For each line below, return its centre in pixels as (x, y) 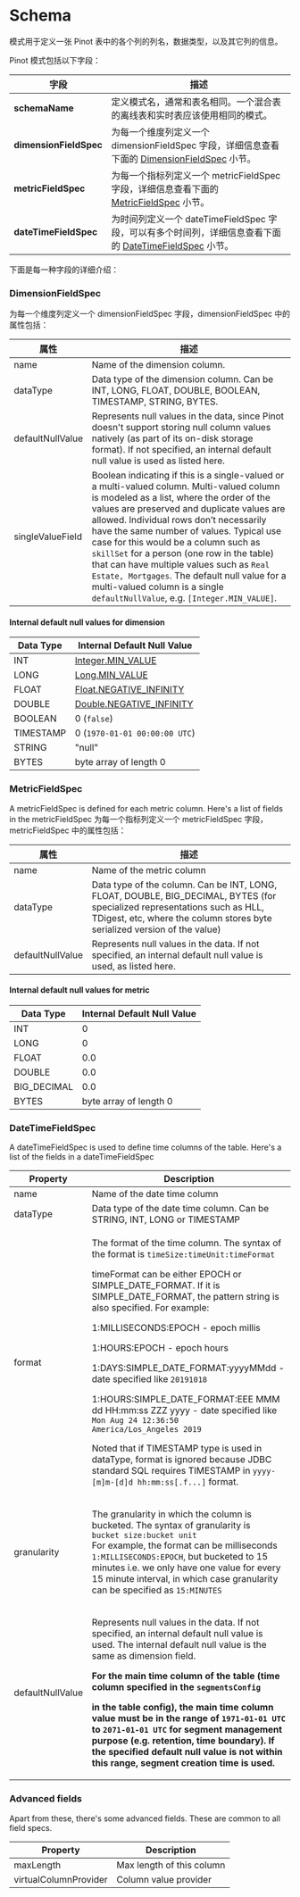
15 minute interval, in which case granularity (185, 1579)
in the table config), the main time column (183, 1708)
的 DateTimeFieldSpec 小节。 (172, 245)
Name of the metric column (149, 869)
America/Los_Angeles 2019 (147, 1430)
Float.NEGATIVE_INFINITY (129, 690)
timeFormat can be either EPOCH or (167, 1275)
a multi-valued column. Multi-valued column (186, 487)
